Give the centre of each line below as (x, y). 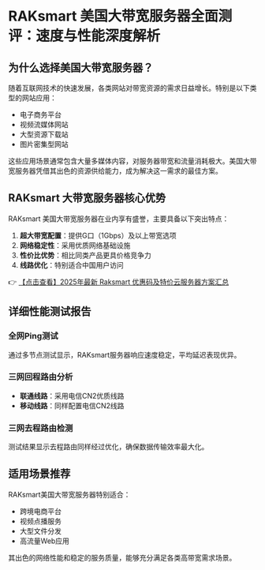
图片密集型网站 (44, 144)
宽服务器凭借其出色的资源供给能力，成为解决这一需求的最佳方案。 (115, 171)
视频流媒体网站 (44, 124)
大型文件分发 (40, 531)
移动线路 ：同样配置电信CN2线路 (72, 405)
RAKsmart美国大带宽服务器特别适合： (69, 494)
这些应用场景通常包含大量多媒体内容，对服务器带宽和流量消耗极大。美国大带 (132, 161)
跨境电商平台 (40, 511)
